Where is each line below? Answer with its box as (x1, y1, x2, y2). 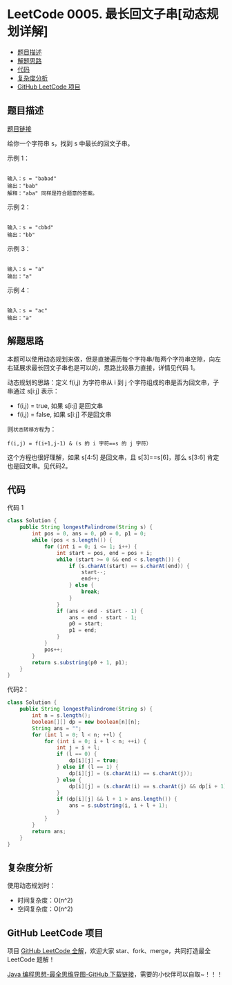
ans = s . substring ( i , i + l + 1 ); (68, 802, 168, 809)
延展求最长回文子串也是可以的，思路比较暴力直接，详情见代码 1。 (12, 363, 199, 371)
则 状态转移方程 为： (7, 425, 57, 433)
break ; (81, 588, 100, 595)
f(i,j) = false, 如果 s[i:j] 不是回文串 (17, 410, 112, 418)
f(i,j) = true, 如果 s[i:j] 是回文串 (17, 401, 104, 409)
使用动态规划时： (7, 881, 56, 890)
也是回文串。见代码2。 (7, 461, 72, 470)
